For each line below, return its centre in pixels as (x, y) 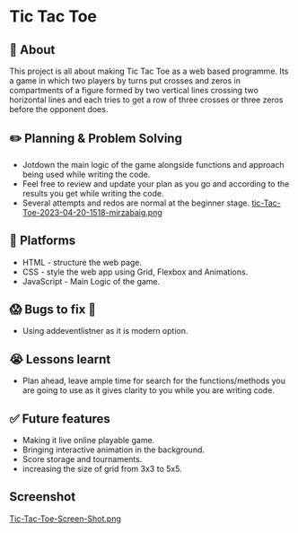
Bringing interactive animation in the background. (113, 450)
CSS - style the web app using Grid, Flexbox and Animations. (135, 272)
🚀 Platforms (43, 241)
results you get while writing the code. (93, 193)
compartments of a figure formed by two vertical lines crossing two (134, 90)
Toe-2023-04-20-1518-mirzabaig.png (92, 212)
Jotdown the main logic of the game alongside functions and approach (153, 164)
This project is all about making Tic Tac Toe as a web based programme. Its (149, 71)
